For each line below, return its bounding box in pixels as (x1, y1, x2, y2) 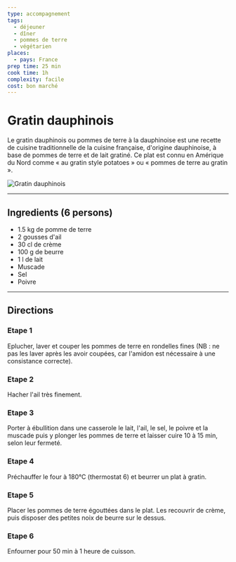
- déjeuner (13, 23, 46, 30)
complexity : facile (7, 75, 65, 83)
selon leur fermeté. (7, 439, 63, 447)
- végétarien (13, 43, 52, 50)
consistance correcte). (7, 356, 73, 365)
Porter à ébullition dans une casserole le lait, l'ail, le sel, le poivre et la (7, 424, 209, 432)
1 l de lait (17, 255, 44, 263)
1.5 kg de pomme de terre (17, 225, 92, 233)
